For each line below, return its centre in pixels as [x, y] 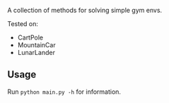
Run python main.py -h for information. [64, 92]
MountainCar [36, 45]
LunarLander [36, 53]
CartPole [30, 37]
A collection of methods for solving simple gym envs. [85, 10]
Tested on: [23, 24]
